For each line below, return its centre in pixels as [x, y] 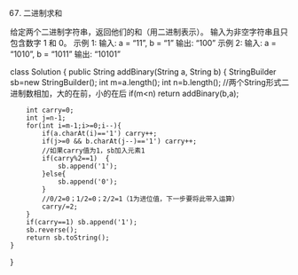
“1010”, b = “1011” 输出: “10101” [65, 54]
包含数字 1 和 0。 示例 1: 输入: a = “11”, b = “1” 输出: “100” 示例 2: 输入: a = [143, 43]
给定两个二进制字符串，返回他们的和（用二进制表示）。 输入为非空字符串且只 [149, 32]
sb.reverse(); [52, 230]
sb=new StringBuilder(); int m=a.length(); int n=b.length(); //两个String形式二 [150, 82]
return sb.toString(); [68, 238]
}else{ [54, 174]
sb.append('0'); [87, 182]
